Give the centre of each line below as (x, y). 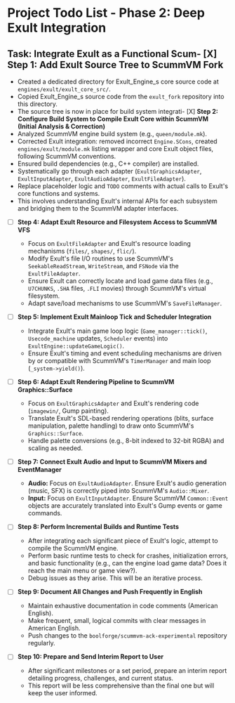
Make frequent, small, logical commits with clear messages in (117, 621)
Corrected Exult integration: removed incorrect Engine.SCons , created (117, 141)
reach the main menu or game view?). (82, 571)
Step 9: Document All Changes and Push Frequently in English (110, 592)
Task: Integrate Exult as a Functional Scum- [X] (112, 54)
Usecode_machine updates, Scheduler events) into (98, 339)
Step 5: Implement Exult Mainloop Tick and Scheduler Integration (114, 317)
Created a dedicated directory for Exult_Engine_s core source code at (118, 81)
